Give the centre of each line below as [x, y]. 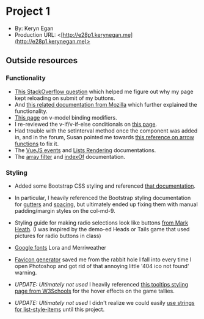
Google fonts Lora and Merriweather [60, 247]
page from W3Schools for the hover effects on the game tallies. [94, 291]
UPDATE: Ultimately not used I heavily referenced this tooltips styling [101, 284]
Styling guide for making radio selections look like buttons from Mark [101, 223]
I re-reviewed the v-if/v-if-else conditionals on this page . [86, 124]
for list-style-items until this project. [60, 309]
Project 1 [28, 11]
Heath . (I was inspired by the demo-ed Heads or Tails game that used [102, 229]
